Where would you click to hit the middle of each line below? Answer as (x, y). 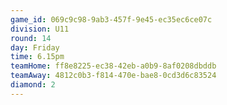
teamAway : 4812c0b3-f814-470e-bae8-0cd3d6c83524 (113, 76)
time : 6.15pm (37, 57)
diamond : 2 (33, 85)
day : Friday (35, 47)
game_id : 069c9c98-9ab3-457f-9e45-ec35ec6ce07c (111, 19)
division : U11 (40, 29)
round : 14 (31, 38)
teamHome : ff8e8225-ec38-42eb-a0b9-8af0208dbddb (113, 66)
